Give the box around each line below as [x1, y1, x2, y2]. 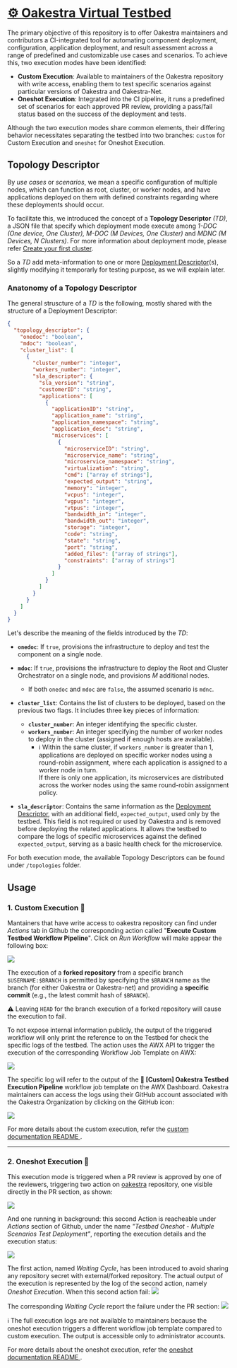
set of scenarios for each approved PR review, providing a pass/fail [17, 102, 213, 110]
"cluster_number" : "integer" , [32, 359, 121, 367]
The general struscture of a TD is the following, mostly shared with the [7, 299, 212, 308]
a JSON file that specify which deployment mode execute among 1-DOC [7, 221, 217, 230]
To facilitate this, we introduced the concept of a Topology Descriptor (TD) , [7, 214, 228, 222]
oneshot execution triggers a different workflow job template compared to [7, 1324, 222, 1333]
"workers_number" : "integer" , [32, 366, 121, 373]
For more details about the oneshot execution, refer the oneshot [7, 1345, 193, 1354]
